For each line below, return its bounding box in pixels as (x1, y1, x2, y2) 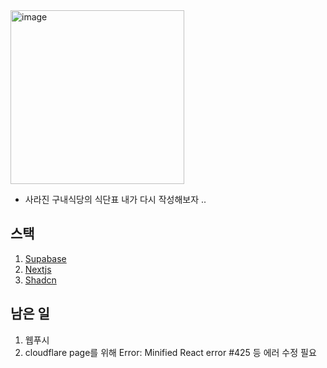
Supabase (24, 252, 67, 264)
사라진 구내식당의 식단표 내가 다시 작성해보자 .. (24, 194, 207, 205)
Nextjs (24, 263, 52, 275)
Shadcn (24, 274, 57, 286)
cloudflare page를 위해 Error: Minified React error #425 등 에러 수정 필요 (24, 346, 317, 358)
